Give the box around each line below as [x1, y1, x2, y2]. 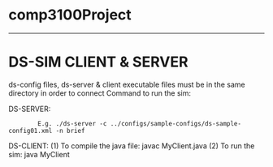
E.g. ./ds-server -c [37, 119, 107, 127]
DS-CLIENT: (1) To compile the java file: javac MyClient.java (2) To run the [8, 140, 255, 151]
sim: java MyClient [8, 149, 71, 159]
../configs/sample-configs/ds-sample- [110, 119, 242, 127]
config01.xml [8, 126, 53, 135]
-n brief [55, 126, 85, 135]
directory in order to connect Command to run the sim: [8, 88, 192, 98]
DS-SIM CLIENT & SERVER [8, 53, 188, 71]
